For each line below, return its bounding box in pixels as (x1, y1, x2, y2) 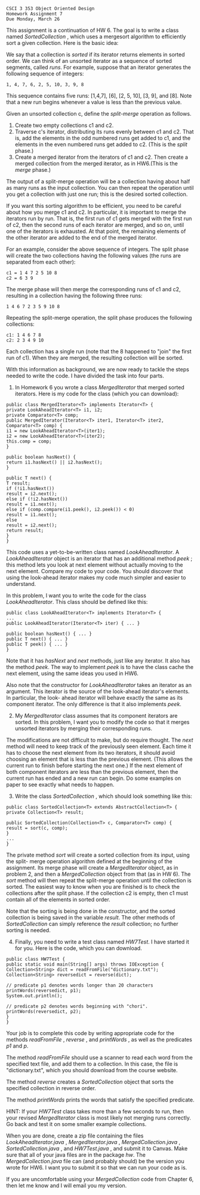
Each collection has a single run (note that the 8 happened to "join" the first (6, 348, 192, 355)
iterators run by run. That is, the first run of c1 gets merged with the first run (6, 215, 192, 222)
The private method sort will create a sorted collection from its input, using (6, 851, 190, 858)
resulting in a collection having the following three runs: (6, 292, 143, 299)
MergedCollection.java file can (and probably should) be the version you (6, 1158, 185, 1164)
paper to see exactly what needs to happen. (6, 781, 115, 788)
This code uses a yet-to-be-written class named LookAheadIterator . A (6, 549, 180, 555)
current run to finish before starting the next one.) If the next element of (6, 762, 183, 769)
